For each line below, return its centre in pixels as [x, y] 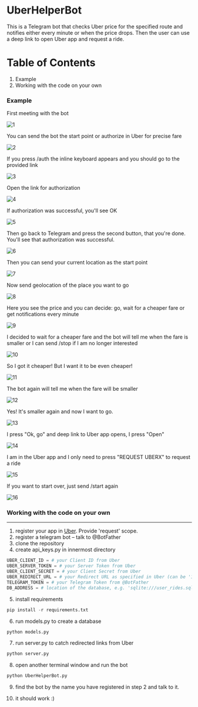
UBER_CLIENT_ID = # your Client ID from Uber [63, 561]
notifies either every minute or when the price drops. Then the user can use [98, 32]
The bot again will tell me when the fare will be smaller [73, 389]
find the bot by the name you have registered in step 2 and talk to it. [97, 687]
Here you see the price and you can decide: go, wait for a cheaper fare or [96, 308]
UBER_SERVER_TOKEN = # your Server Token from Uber [71, 566]
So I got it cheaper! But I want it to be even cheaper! [70, 366]
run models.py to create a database [58, 621]
